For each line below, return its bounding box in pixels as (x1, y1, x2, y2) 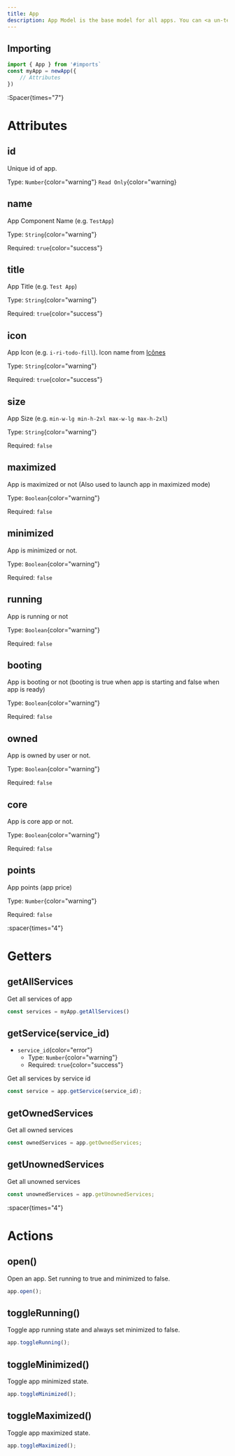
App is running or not (7, 612, 69, 620)
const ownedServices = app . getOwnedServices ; (7, 1139, 142, 1147)
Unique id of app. (7, 164, 57, 172)
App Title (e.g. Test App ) (7, 283, 78, 291)
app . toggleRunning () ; (7, 1339, 71, 1346)
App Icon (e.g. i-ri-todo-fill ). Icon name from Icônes (7, 348, 166, 357)
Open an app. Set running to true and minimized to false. (7, 1274, 171, 1283)
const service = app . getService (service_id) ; (7, 1088, 142, 1095)
